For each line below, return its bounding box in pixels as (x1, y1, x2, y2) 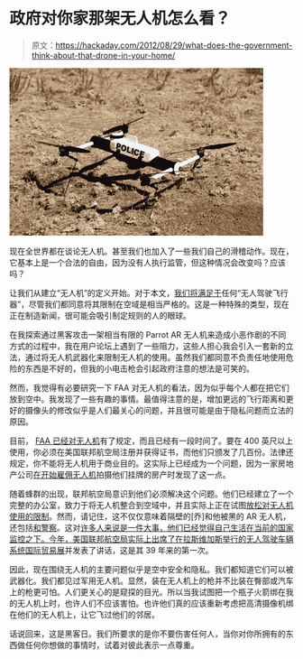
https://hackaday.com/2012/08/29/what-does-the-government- (55, 40, 293, 51)
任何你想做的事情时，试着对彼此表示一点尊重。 (24, 639, 199, 650)
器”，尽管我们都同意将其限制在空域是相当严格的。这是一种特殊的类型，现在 (9, 299, 290, 310)
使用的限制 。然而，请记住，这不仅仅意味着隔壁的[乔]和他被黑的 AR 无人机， (9, 511, 291, 522)
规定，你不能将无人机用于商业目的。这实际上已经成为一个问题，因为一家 (9, 458, 278, 469)
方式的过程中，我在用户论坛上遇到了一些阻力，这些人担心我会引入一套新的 (9, 340, 286, 351)
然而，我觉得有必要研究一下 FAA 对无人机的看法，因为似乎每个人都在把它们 (9, 382, 290, 393)
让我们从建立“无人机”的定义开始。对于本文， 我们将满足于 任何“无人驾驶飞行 (9, 287, 289, 298)
